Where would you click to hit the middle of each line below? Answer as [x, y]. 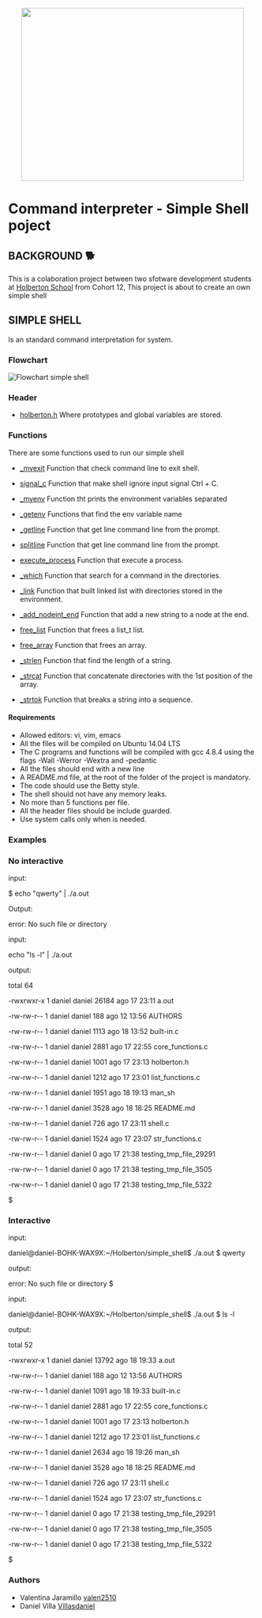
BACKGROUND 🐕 [52, 256]
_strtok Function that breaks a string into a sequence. [106, 699]
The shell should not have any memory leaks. [93, 794]
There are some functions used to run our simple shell [96, 453]
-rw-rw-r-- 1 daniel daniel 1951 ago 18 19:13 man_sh [92, 1093]
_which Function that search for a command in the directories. [120, 575]
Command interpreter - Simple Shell [129, 209]
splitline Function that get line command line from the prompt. [120, 544]
